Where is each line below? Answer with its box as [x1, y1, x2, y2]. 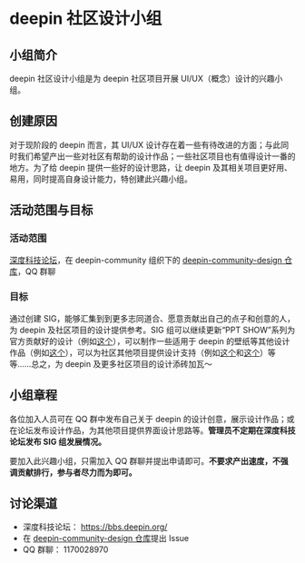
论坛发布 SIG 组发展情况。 [9, 436, 107, 447]
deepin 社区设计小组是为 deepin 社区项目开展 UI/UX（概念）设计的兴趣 [9, 74, 275, 84]
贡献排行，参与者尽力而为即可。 [16, 467, 137, 478]
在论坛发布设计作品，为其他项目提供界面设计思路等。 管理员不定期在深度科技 [9, 424, 296, 436]
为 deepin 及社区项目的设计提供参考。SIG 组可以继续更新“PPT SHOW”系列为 [9, 324, 296, 335]
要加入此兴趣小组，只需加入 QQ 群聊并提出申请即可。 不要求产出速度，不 [9, 455, 281, 466]
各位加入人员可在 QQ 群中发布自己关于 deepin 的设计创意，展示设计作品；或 [9, 413, 295, 424]
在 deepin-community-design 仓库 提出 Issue [22, 533, 190, 544]
